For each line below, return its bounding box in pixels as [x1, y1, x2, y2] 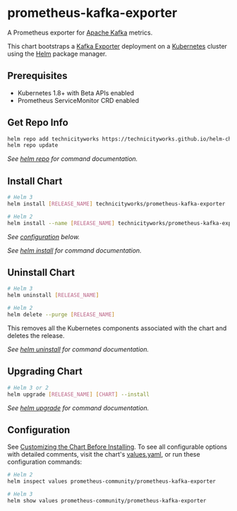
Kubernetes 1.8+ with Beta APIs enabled [17, 88, 134, 97]
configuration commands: [7, 457, 83, 467]
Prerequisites [7, 70, 68, 82]
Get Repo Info [7, 116, 68, 128]
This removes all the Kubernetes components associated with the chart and [7, 323, 227, 332]
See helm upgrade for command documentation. [7, 404, 150, 412]
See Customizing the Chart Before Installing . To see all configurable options [7, 443, 228, 451]
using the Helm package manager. [7, 49, 107, 58]
